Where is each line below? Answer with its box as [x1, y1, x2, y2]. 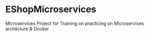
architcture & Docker [5, 25, 49, 31]
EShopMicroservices [5, 4, 97, 15]
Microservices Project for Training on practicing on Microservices [5, 20, 144, 26]
